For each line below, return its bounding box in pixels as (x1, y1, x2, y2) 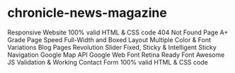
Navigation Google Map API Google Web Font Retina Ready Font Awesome (7, 51, 225, 59)
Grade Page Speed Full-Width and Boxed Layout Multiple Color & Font (7, 35, 211, 44)
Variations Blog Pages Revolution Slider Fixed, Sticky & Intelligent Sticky (7, 43, 217, 51)
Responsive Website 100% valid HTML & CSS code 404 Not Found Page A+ (7, 28, 229, 36)
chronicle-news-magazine (7, 5, 168, 21)
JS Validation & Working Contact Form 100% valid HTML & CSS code (7, 58, 209, 66)
